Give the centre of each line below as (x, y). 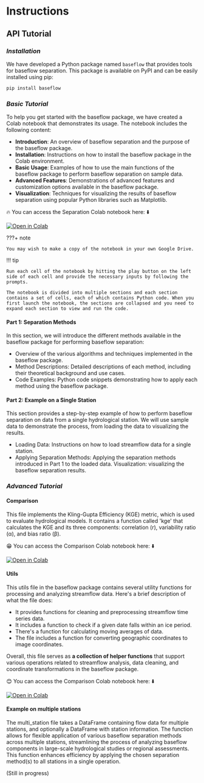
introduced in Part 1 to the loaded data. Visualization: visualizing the (100, 464)
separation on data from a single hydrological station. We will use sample (98, 420)
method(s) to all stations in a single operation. (63, 761)
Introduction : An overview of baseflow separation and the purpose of (102, 142)
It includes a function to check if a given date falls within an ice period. (104, 625)
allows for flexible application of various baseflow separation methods (94, 735)
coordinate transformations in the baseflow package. (73, 669)
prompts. (17, 282)
